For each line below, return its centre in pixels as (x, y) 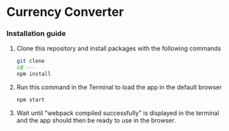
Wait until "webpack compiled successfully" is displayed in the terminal (118, 113)
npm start (31, 100)
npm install (33, 74)
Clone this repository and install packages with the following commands (119, 48)
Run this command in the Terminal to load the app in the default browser (119, 88)
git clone (31, 61)
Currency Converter (65, 12)
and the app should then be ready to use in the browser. (96, 120)
